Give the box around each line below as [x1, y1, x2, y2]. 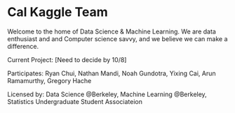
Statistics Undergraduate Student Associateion [7, 97, 142, 105]
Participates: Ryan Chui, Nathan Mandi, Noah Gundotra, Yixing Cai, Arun [7, 69, 216, 77]
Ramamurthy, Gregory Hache [7, 76, 92, 84]
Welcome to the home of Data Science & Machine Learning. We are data [7, 27, 216, 36]
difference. [7, 42, 39, 50]
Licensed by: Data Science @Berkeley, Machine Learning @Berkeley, [7, 90, 207, 98]
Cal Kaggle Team [7, 4, 109, 20]
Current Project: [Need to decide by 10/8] [7, 55, 127, 63]
